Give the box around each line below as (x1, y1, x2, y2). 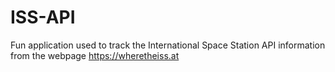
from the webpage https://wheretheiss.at (10, 49, 180, 61)
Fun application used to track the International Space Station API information (10, 39, 326, 51)
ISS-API (10, 6, 76, 29)
